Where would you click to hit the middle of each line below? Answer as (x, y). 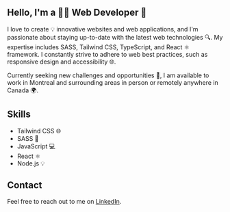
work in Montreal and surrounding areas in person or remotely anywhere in (113, 82)
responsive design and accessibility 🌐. (62, 62)
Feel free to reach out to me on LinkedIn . (64, 202)
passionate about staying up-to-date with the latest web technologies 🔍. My (115, 37)
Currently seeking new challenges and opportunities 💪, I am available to (108, 75)
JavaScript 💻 (36, 146)
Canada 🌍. (23, 90)
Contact (25, 185)
